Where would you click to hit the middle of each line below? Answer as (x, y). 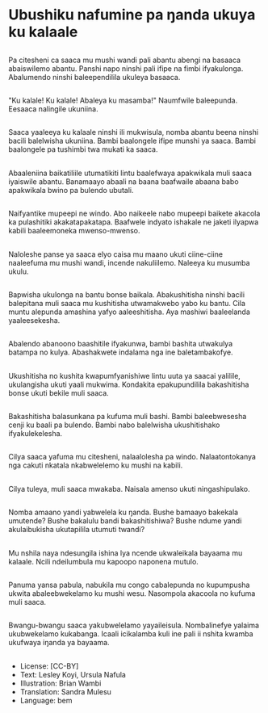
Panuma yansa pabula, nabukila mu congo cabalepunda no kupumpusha (129, 585)
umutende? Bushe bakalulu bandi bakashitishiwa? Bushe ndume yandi (125, 521)
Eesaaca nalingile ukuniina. (53, 109)
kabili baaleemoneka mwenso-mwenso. (74, 231)
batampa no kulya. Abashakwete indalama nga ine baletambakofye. (121, 352)
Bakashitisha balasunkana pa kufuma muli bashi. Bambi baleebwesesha (128, 417)
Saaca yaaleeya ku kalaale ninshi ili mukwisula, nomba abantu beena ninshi (134, 132)
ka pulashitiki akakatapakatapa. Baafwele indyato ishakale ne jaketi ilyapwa (134, 222)
